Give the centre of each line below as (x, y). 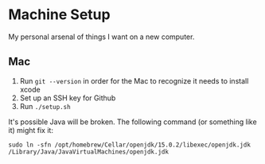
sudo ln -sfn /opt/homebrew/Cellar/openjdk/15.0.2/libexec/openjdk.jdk (129, 145)
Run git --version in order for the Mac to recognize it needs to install (134, 80)
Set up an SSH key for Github (68, 98)
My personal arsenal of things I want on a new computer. (101, 37)
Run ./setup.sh (45, 106)
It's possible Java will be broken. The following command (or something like (132, 122)
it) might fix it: (31, 130)
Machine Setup (59, 15)
